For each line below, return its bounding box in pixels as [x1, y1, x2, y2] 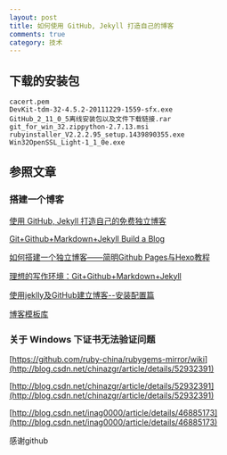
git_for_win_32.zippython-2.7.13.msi [9, 122, 150, 132]
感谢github [9, 435, 49, 446]
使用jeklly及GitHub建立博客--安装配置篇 [9, 289, 155, 300]
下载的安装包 [9, 73, 80, 88]
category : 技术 [9, 37, 63, 47]
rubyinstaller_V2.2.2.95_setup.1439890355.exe [9, 130, 185, 139]
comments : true [9, 29, 66, 38]
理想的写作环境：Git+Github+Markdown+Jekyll [9, 270, 182, 281]
